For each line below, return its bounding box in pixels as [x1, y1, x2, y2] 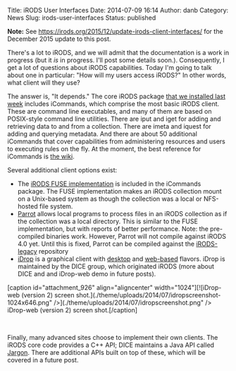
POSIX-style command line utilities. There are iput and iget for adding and [7, 114, 221, 123]
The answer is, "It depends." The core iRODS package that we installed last [7, 92, 225, 100]
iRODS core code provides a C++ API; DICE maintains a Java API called [7, 341, 215, 349]
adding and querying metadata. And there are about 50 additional [7, 130, 197, 138]
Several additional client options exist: [7, 166, 118, 174]
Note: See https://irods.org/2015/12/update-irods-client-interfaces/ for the [7, 28, 223, 35]
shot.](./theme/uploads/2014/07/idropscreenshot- [75, 291, 221, 299]
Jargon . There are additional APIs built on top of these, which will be [7, 348, 206, 356]
